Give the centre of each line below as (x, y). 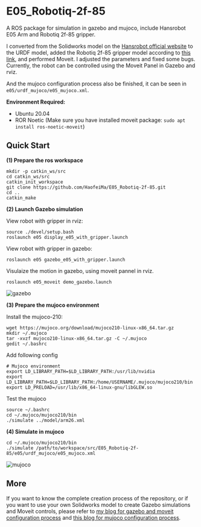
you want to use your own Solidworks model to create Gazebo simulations (98, 505)
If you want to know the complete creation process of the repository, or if (97, 498)
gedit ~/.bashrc (27, 344)
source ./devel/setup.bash (40, 232)
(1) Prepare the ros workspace (45, 160)
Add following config (32, 355)
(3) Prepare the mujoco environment (53, 305)
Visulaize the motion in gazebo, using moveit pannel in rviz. (80, 270)
